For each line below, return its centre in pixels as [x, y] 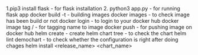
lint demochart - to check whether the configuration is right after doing [92, 39]
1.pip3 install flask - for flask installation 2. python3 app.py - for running [93, 8]
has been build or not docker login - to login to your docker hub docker [92, 21]
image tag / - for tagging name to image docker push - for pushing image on [99, 27]
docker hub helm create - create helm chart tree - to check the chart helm [96, 33]
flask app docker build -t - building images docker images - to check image [98, 15]
